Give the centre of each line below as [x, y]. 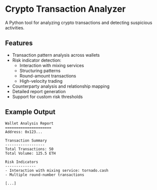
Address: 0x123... [24, 132]
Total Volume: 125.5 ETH [30, 153]
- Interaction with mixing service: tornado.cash [57, 170]
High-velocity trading [41, 81]
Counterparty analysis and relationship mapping [61, 86]
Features [19, 43]
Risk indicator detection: [37, 60]
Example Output [30, 112]
